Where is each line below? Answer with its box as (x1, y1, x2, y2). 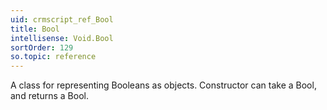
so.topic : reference (10, 52, 97, 62)
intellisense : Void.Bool (10, 33, 114, 43)
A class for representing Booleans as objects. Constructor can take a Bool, (10, 79, 317, 91)
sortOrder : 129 (10, 42, 74, 53)
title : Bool (10, 24, 60, 34)
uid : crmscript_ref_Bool (10, 14, 114, 25)
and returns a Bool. (10, 90, 89, 102)
